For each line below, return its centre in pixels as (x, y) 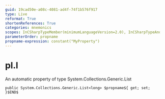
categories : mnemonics (28, 28)
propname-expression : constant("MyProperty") (52, 41)
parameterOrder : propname (31, 37)
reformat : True (21, 19)
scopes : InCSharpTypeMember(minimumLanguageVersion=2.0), (66, 32)
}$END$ (12, 92)
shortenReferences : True (30, 23)
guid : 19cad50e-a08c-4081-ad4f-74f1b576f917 (51, 10)
